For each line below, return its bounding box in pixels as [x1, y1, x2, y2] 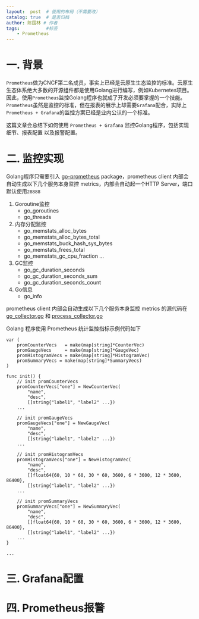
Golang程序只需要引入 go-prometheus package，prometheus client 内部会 [6, 173, 189, 180]
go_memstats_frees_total [23, 246, 85, 253]
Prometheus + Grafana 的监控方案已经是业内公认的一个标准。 [6, 109, 153, 116]
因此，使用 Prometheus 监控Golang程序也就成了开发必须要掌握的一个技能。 [6, 94, 186, 101]
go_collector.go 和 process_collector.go [6, 312, 103, 319]
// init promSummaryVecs [17, 498, 78, 504]
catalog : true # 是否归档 [6, 14, 70, 20]
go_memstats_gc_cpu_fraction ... [23, 252, 104, 260]
